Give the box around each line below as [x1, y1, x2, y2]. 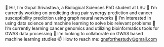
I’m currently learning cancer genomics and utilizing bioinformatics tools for [5, 25, 159, 31]
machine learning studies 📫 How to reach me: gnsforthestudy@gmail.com [5, 36, 157, 42]
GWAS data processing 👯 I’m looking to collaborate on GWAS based [5, 31, 143, 36]
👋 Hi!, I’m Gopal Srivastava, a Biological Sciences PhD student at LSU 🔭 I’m [5, 5, 157, 10]
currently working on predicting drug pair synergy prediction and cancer [5, 10, 153, 16]
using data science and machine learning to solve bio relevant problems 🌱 [5, 20, 156, 26]
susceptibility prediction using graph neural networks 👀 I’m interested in [5, 15, 152, 21]
